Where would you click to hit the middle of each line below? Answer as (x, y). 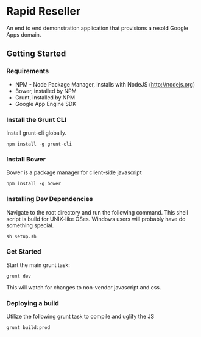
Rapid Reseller (44, 11)
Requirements (28, 71)
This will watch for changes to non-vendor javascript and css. (84, 287)
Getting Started (36, 54)
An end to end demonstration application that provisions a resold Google (97, 28)
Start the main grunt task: (38, 265)
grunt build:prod (28, 328)
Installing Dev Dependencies (50, 199)
